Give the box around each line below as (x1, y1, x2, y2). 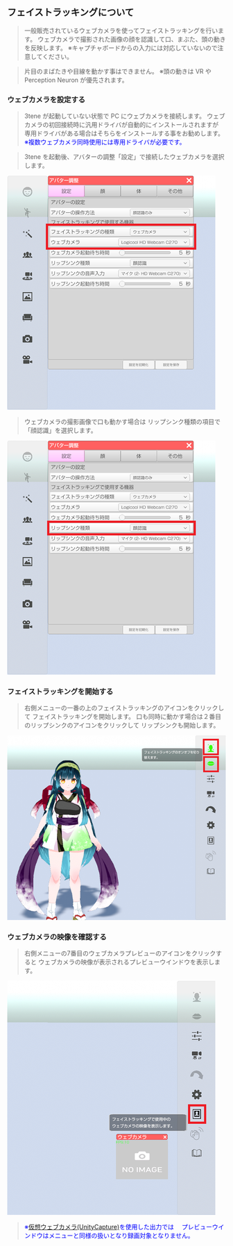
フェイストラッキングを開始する (7, 687, 114, 697)
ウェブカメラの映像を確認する (7, 932, 107, 941)
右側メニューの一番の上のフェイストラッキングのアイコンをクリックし (24, 703, 225, 712)
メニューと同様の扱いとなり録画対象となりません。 (48, 1231, 194, 1240)
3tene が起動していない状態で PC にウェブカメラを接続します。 (24, 112, 206, 120)
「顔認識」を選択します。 (24, 426, 97, 435)
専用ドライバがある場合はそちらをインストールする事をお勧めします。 (24, 129, 224, 137)
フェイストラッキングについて (7, 6, 135, 19)
